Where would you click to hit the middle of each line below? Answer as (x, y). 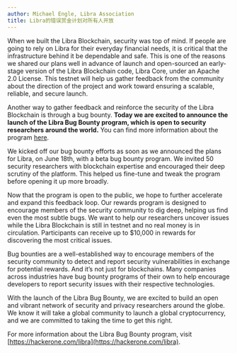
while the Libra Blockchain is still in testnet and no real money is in (104, 225)
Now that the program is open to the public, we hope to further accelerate (115, 195)
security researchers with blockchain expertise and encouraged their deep (116, 166)
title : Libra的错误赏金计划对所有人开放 (61, 21)
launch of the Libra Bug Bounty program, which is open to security (107, 122)
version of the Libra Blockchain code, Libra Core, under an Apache (122, 71)
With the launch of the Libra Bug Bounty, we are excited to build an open (113, 298)
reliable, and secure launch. (48, 94)
